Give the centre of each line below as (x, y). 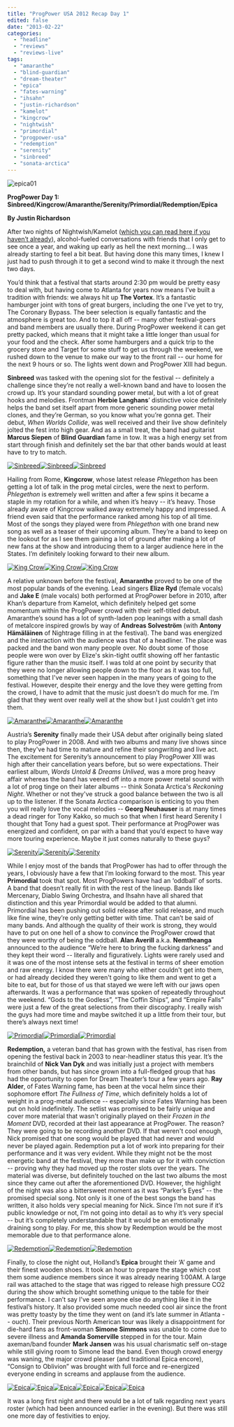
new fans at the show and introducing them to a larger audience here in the (115, 546)
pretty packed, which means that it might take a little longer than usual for (113, 334)
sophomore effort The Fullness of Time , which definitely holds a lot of (108, 1094)
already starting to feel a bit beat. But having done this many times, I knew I (116, 253)
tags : (15, 60)
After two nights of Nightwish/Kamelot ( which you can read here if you (109, 231)
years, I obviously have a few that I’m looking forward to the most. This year (116, 873)
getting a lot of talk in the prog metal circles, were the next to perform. (108, 487)
